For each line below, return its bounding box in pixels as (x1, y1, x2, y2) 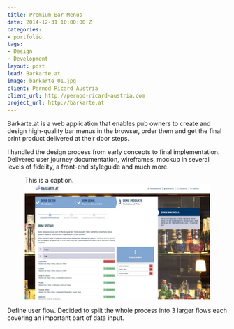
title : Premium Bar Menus (7, 11, 82, 18)
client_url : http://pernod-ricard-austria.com (7, 92, 145, 99)
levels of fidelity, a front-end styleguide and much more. (7, 162, 169, 171)
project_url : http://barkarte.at (7, 100, 105, 107)
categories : (7, 26, 42, 33)
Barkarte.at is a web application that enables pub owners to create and (7, 119, 211, 128)
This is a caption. (24, 176, 74, 185)
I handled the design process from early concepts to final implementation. (7, 148, 220, 156)
